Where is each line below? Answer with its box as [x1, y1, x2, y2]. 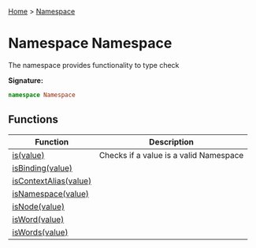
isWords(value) [12, 227, 69, 238]
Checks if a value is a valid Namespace [98, 149, 244, 160]
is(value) [12, 149, 45, 160]
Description [149, 136, 195, 147]
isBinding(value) [12, 162, 73, 173]
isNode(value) [12, 201, 65, 212]
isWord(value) [12, 213, 65, 224]
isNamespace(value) [12, 188, 89, 199]
